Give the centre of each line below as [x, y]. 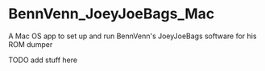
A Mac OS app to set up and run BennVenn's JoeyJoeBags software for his [132, 36]
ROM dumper [31, 44]
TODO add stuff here [43, 60]
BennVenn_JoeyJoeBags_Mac [112, 14]
